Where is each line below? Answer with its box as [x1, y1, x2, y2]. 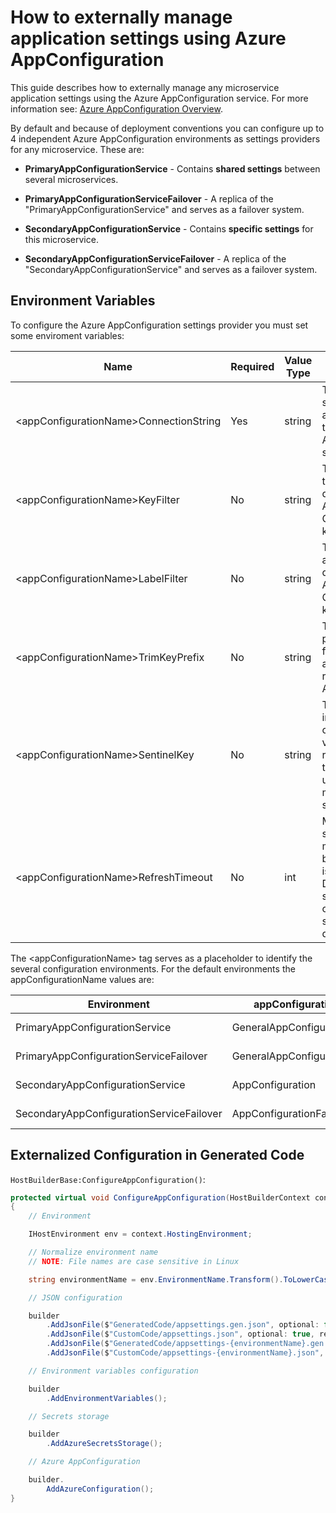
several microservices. [24, 173, 119, 185]
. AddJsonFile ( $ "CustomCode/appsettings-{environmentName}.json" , [46, 1348, 325, 1358]
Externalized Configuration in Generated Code [10, 1147, 305, 1164]
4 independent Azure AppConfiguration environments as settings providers [10, 132, 321, 145]
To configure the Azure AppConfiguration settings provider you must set [10, 319, 309, 331]
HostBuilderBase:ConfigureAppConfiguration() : [10, 1173, 206, 1185]
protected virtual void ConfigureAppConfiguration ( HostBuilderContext [10, 1192, 311, 1203]
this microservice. [24, 233, 99, 245]
